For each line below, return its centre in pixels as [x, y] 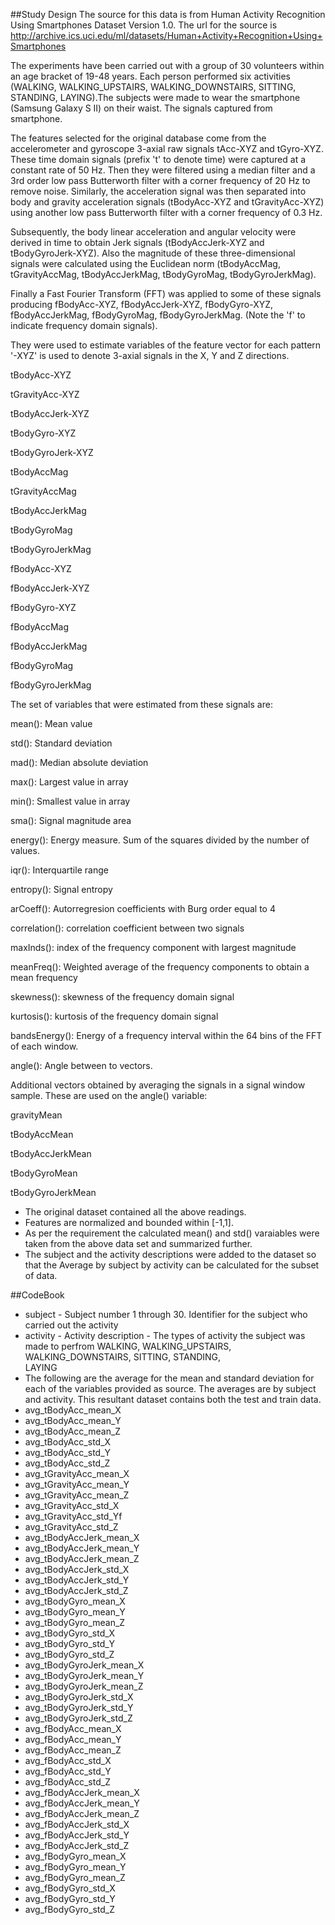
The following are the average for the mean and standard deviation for [169, 1378]
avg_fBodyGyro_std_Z [69, 1909]
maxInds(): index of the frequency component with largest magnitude [153, 947]
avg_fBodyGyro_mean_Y [75, 1867]
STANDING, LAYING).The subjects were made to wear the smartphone [155, 97]
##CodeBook [37, 1295]
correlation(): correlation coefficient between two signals [127, 928]
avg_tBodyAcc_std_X [68, 1442]
